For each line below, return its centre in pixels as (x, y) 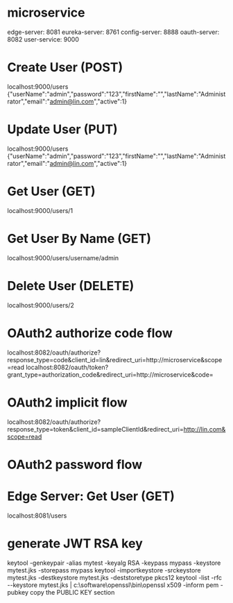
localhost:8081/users (37, 516)
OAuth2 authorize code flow (90, 333)
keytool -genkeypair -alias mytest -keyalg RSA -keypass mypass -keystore (114, 563)
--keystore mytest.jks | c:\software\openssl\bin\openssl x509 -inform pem (113, 585)
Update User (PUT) (62, 129)
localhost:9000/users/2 (41, 305)
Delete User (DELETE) (71, 286)
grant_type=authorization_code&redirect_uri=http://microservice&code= (110, 374)
